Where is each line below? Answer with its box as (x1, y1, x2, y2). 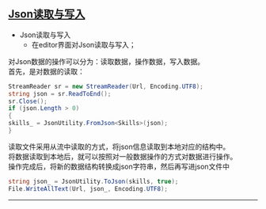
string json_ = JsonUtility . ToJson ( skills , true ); (8, 177, 179, 185)
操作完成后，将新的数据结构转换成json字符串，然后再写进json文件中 (8, 161, 230, 171)
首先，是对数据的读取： (8, 66, 85, 76)
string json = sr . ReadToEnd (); (8, 89, 112, 97)
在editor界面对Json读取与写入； (31, 40, 136, 49)
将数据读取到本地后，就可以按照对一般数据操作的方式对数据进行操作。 (8, 151, 237, 161)
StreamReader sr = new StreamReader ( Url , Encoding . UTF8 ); (8, 82, 203, 90)
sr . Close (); (8, 97, 47, 105)
